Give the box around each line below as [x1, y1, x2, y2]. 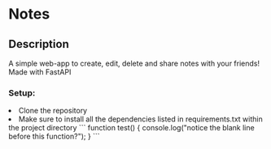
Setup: [8, 87, 36, 98]
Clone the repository [19, 106, 88, 116]
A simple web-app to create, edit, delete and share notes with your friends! [8, 58, 260, 68]
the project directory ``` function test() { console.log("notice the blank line [8, 123, 255, 133]
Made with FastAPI [8, 67, 72, 77]
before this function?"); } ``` [8, 131, 100, 142]
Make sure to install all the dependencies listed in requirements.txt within [19, 114, 263, 124]
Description [8, 37, 69, 51]
